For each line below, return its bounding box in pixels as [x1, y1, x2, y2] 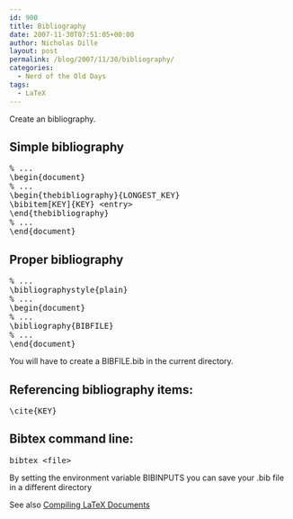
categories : [9, 64, 54, 73]
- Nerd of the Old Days [17, 72, 106, 81]
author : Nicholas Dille [9, 38, 99, 48]
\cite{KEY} [9, 405, 58, 415]
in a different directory [9, 481, 93, 492]
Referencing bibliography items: [9, 382, 193, 397]
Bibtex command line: [9, 432, 134, 447]
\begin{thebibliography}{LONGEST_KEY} [9, 190, 181, 201]
